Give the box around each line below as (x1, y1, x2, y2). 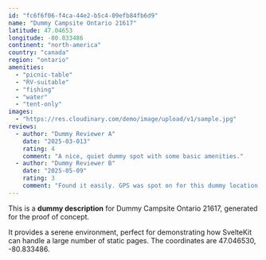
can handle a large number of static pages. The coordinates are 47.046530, (8, 235, 256, 245)
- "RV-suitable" (15, 78, 69, 86)
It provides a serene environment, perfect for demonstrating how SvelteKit (8, 227, 252, 237)
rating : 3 (22, 174, 56, 183)
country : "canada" (8, 49, 69, 56)
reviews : (8, 122, 37, 130)
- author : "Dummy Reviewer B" (15, 160, 115, 168)
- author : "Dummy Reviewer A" (15, 130, 115, 138)
